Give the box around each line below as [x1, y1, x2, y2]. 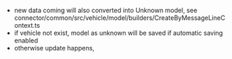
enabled [13, 36, 38, 45]
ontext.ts [13, 21, 40, 29]
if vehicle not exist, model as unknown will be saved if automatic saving [13, 28, 223, 37]
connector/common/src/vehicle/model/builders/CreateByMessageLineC [13, 14, 226, 22]
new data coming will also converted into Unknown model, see [13, 6, 197, 14]
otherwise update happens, [13, 44, 94, 52]
